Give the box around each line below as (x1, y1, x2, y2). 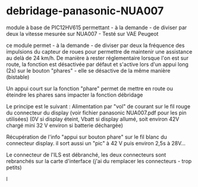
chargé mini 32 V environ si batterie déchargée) (6, 121, 124, 129)
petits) (6, 164, 22, 171)
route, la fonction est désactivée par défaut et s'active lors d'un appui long (6, 61, 189, 68)
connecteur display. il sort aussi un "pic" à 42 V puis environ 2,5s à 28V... (6, 139, 186, 147)
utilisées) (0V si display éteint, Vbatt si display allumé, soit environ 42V (6, 115, 180, 123)
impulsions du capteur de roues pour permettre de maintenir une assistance (6, 48, 193, 55)
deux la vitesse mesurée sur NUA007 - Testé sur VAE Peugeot (6, 30, 159, 37)
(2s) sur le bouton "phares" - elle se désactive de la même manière (6, 67, 171, 74)
